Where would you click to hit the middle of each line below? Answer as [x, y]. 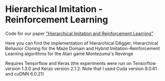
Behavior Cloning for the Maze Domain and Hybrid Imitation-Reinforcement [82, 48]
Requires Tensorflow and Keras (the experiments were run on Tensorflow [80, 63]
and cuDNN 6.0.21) [24, 74]
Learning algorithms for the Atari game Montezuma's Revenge [69, 54]
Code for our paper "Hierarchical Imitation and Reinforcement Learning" [79, 33]
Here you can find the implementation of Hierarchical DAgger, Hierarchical [82, 43]
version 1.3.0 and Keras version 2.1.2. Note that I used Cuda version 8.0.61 [81, 69]
